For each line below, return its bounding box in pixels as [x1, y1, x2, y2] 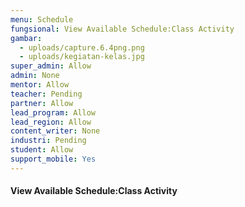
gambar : [10, 33, 43, 43]
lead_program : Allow [10, 107, 97, 118]
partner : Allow [10, 98, 74, 108]
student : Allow [10, 145, 74, 155]
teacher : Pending [10, 89, 83, 99]
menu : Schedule [10, 14, 74, 25]
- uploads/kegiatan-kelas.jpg [19, 52, 145, 62]
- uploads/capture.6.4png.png [19, 42, 145, 53]
